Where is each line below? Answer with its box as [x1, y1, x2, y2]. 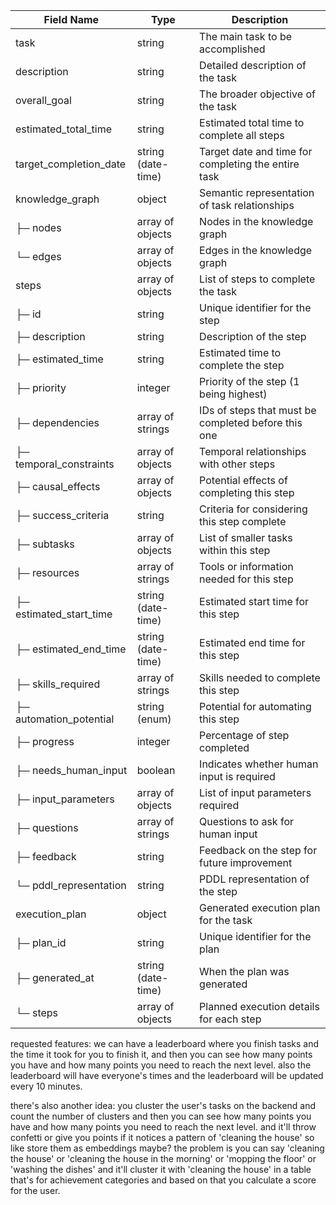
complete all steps [199, 129, 285, 142]
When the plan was [199, 965, 290, 978]
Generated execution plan [199, 901, 321, 914]
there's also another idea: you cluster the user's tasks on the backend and [10, 1100, 317, 1111]
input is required [199, 770, 276, 783]
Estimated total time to [199, 116, 305, 129]
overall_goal [15, 94, 72, 107]
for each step [199, 1012, 262, 1026]
